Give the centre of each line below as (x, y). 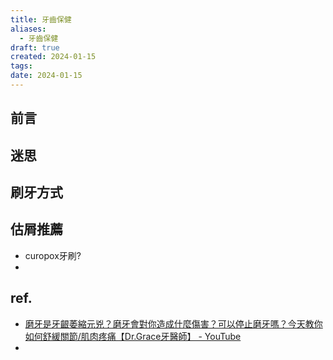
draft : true (35, 47)
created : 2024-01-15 (53, 57)
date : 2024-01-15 (46, 76)
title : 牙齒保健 (41, 19)
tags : (21, 66)
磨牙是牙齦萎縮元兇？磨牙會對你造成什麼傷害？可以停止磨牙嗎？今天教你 (173, 323)
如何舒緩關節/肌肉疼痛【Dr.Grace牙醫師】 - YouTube (133, 336)
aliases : (28, 29)
